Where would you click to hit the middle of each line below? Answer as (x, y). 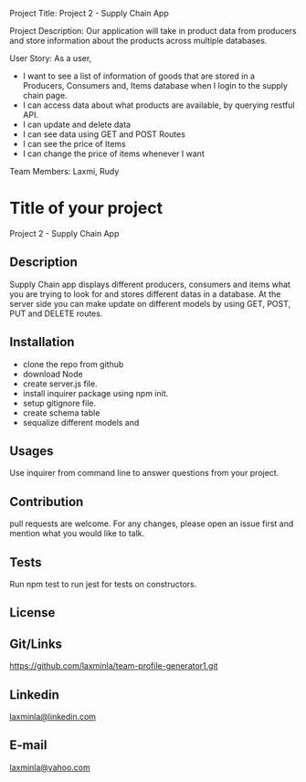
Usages (32, 451)
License (32, 613)
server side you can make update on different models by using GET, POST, (150, 303)
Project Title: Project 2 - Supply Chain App (89, 13)
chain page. (45, 95)
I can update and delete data (76, 124)
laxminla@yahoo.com (50, 767)
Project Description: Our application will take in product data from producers (153, 31)
